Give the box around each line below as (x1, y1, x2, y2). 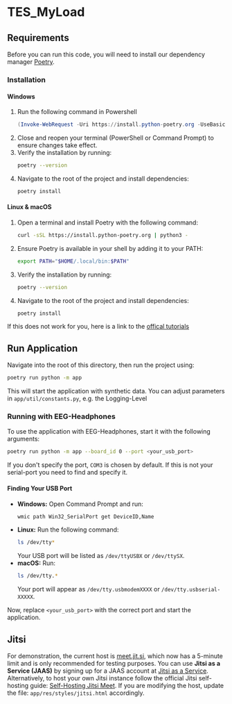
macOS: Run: (17, 559, 56, 567)
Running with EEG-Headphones (7, 411, 116, 421)
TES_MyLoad (7, 4, 85, 20)
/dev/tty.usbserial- (161, 587, 221, 594)
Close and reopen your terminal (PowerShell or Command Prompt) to (17, 133, 215, 142)
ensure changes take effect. (17, 141, 98, 149)
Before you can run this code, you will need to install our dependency (7, 50, 206, 58)
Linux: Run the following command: (17, 525, 119, 534)
